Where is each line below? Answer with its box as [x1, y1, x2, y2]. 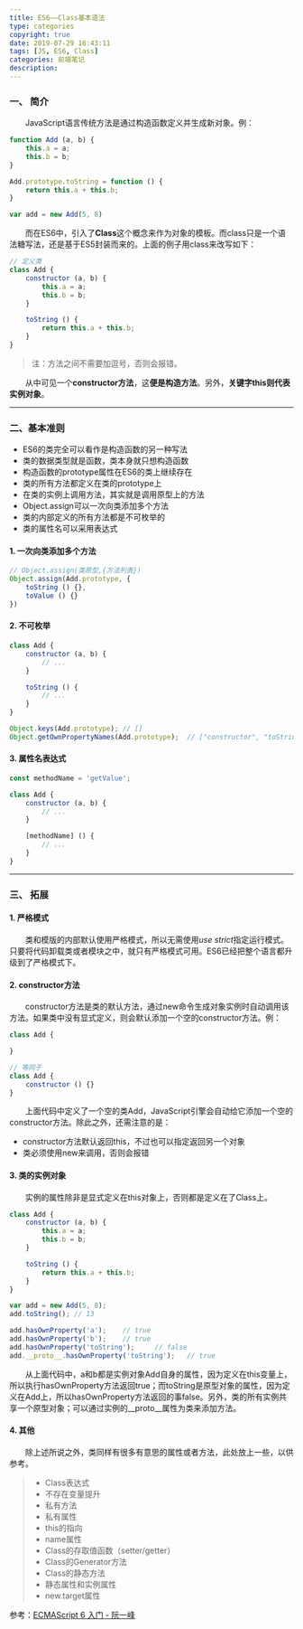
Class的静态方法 [44, 1568, 106, 1578]
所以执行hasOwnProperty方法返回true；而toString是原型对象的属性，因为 [9, 1379, 282, 1390]
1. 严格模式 [9, 912, 50, 923]
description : [9, 64, 59, 73]
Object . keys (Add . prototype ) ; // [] [9, 724, 143, 733]
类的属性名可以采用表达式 [22, 523, 118, 534]
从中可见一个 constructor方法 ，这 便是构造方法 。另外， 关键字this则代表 [25, 377, 290, 388]
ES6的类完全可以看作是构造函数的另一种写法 [22, 444, 188, 455]
